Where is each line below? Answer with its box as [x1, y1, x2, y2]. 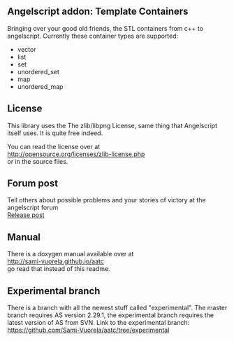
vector [17, 45, 36, 53]
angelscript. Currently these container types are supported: [7, 32, 179, 40]
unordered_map [17, 82, 64, 90]
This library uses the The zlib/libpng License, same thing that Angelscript [7, 121, 218, 130]
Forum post [7, 178, 58, 190]
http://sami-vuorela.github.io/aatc [7, 257, 105, 265]
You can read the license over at [7, 142, 101, 151]
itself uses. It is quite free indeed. [7, 129, 103, 137]
